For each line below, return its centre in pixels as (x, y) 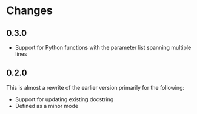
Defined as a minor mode (47, 106)
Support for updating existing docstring (64, 99)
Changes (29, 11)
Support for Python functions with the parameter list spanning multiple (103, 47)
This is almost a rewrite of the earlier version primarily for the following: (95, 87)
